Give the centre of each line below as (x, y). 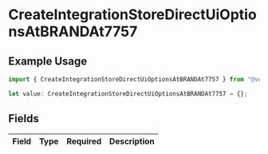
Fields (24, 118)
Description (132, 141)
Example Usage (48, 61)
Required (84, 141)
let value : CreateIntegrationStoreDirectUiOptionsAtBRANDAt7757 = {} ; (128, 93)
